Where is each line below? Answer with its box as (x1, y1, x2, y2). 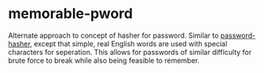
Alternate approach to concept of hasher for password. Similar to (8, 31, 219, 40)
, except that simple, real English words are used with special (30, 38, 228, 48)
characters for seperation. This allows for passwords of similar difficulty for (8, 47, 252, 57)
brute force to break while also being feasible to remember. (8, 56, 200, 65)
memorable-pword (8, 5, 134, 23)
